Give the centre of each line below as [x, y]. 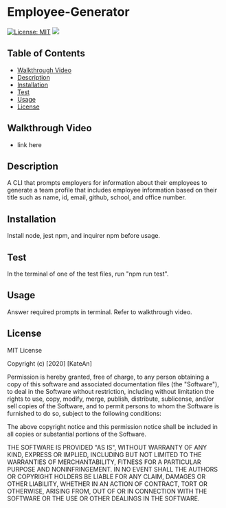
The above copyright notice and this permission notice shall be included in [112, 426]
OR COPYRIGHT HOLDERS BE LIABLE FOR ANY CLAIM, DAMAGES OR [106, 476]
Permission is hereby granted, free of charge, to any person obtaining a [108, 377]
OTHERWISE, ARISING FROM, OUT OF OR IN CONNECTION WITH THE [107, 491]
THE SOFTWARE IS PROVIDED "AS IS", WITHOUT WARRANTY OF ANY [107, 447]
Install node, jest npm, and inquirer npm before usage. [83, 236]
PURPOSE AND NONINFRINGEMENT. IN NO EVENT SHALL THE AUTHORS [113, 469]
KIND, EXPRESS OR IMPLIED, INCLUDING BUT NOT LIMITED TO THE [104, 454]
